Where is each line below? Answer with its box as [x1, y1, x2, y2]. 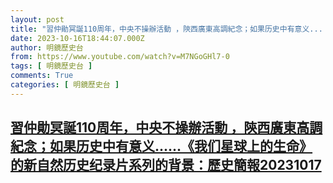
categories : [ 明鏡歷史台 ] [10, 80, 120, 90]
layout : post [10, 14, 65, 25]
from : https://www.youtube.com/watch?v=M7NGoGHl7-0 [10, 52, 230, 62]
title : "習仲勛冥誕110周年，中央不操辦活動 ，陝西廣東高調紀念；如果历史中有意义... [10, 24, 323, 34]
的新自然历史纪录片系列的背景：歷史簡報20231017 [10, 157, 322, 174]
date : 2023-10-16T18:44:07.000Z [10, 33, 145, 43]
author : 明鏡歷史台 [10, 42, 84, 53]
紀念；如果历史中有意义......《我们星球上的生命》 [10, 138, 313, 155]
